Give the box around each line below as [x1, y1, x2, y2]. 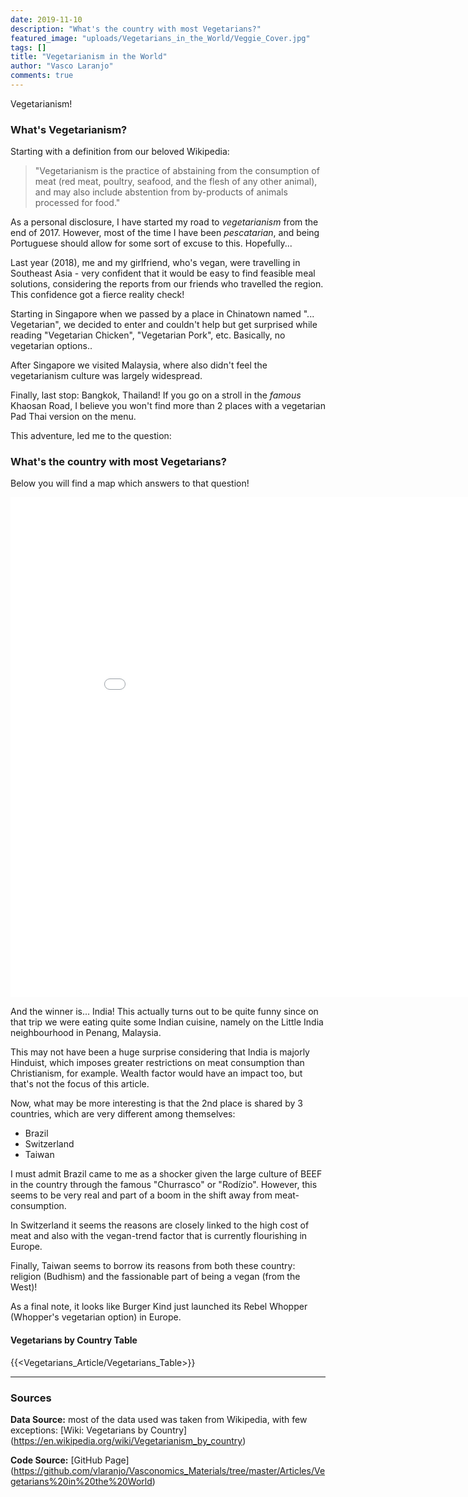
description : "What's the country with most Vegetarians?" [10, 24, 262, 34]
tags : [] [10, 42, 47, 53]
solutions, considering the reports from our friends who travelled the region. [10, 278, 324, 290]
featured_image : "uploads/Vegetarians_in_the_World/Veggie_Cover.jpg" [10, 33, 311, 43]
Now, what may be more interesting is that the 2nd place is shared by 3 [10, 1097, 303, 1110]
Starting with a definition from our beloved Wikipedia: [10, 146, 230, 158]
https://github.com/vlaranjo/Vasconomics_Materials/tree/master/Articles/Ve [13, 1464, 326, 1476]
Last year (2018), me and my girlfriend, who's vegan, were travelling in [10, 257, 301, 269]
